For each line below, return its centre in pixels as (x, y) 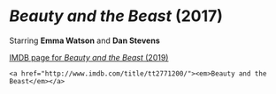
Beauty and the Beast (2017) (116, 16)
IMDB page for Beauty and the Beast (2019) (89, 57)
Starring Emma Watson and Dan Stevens (85, 40)
